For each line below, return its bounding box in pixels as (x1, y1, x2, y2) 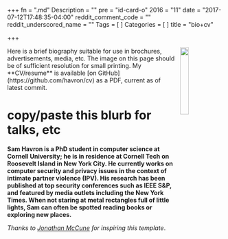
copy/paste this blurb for (7, 108, 152, 123)
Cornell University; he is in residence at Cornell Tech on (7, 152, 170, 160)
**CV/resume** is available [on (7, 69, 97, 77)
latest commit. (7, 84, 47, 91)
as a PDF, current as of (95, 76, 161, 84)
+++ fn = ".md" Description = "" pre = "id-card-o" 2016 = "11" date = (7, 6, 201, 14)
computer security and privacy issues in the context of (7, 166, 167, 174)
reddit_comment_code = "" (75, 13, 151, 21)
